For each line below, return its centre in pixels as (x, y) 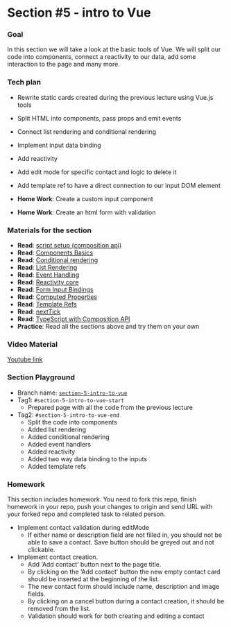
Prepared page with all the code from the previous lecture (110, 407)
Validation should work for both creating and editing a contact (116, 616)
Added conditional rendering (68, 437)
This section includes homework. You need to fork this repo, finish (102, 499)
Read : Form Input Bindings (55, 290)
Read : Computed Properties (57, 297)
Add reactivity (37, 158)
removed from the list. (59, 608)
